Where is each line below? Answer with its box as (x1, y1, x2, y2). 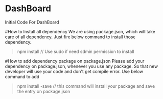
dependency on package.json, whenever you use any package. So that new (5, 63, 158, 69)
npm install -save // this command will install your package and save (17, 83, 155, 89)
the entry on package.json (17, 88, 70, 94)
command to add (5, 74, 40, 79)
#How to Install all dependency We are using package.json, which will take (5, 28, 156, 34)
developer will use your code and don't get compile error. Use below (5, 68, 143, 74)
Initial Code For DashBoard (5, 19, 59, 25)
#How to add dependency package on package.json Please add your (5, 58, 144, 64)
